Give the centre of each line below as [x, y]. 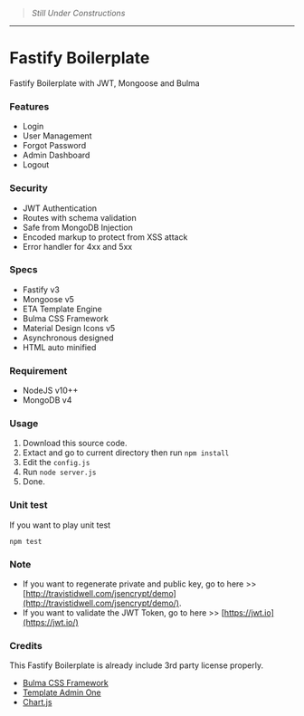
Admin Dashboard [56, 155]
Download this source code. [75, 444]
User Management [57, 136]
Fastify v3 [41, 290]
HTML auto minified [59, 347]
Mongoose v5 [48, 299]
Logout [36, 165]
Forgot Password [54, 146]
